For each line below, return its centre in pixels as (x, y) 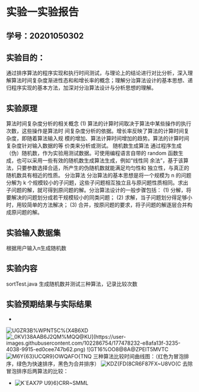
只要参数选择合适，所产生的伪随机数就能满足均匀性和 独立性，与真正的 (103, 168)
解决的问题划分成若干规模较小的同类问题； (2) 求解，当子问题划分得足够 (99, 197)
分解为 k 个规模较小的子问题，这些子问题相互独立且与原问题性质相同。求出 (97, 183)
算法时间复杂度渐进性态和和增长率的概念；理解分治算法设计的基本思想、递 (102, 80)
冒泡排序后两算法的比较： (37, 371)
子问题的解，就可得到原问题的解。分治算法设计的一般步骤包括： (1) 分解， (96, 190)
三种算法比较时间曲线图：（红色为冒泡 (138, 356)
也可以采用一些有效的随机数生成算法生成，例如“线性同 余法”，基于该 (100, 161)
